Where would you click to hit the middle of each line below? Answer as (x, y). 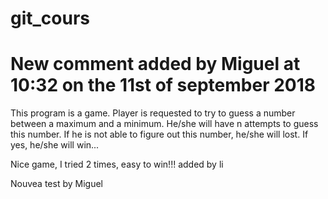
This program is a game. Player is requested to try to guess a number (153, 113)
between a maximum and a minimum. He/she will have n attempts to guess (164, 124)
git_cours (50, 18)
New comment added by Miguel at (155, 64)
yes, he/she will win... (55, 145)
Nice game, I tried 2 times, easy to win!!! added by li (117, 164)
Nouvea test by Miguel (56, 184)
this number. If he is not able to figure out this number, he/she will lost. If (159, 134)
